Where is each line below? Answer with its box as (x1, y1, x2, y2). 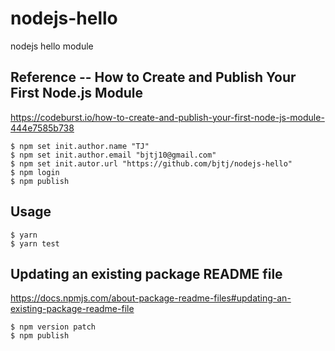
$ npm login (10, 167, 60, 177)
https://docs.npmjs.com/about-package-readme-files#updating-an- (10, 292, 292, 304)
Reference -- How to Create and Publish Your (10, 69, 297, 86)
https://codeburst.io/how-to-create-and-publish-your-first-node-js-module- (10, 111, 325, 123)
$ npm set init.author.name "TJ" (10, 141, 150, 151)
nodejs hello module (10, 40, 94, 52)
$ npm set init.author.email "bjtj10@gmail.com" (10, 150, 217, 160)
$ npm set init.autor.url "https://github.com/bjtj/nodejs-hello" (10, 158, 293, 169)
